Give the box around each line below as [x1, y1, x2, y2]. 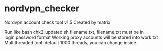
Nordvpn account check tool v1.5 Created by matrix [4, 19, 111, 25]
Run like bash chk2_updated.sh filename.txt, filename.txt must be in [4, 29, 144, 35]
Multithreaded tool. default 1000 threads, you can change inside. [4, 39, 138, 45]
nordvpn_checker [4, 3, 80, 14]
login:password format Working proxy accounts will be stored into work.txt [4, 34, 158, 40]
